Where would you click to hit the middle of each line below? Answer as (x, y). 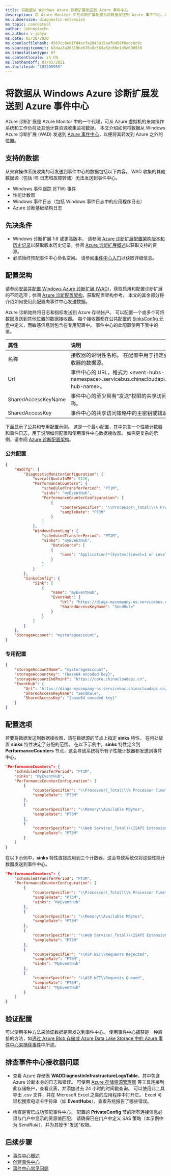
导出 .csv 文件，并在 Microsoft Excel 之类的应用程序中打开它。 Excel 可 (87, 1094)
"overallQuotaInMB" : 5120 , (61, 479)
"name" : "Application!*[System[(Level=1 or (107, 555)
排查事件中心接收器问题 (42, 1063)
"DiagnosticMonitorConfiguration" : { (63, 474)
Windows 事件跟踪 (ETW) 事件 (44, 189)
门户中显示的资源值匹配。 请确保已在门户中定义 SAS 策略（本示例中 (93, 1118)
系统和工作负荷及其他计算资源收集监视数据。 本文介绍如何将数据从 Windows (85, 128)
